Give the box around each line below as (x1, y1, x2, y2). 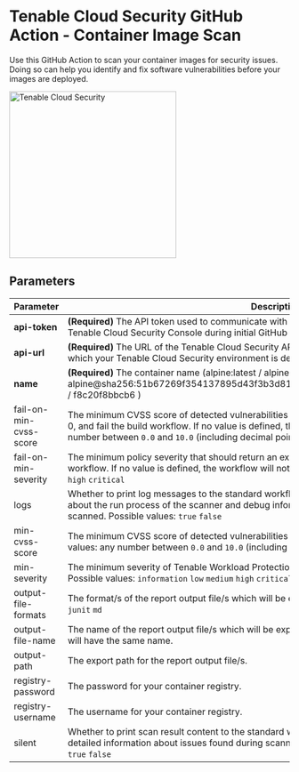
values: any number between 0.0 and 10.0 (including (67, 541, 287, 553)
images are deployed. (9, 73, 89, 84)
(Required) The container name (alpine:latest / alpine (67, 366, 290, 379)
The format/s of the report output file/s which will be (67, 591, 287, 604)
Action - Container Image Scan (9, 25, 242, 45)
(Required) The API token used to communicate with (67, 315, 287, 327)
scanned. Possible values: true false (67, 510, 222, 522)
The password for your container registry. (67, 680, 242, 692)
